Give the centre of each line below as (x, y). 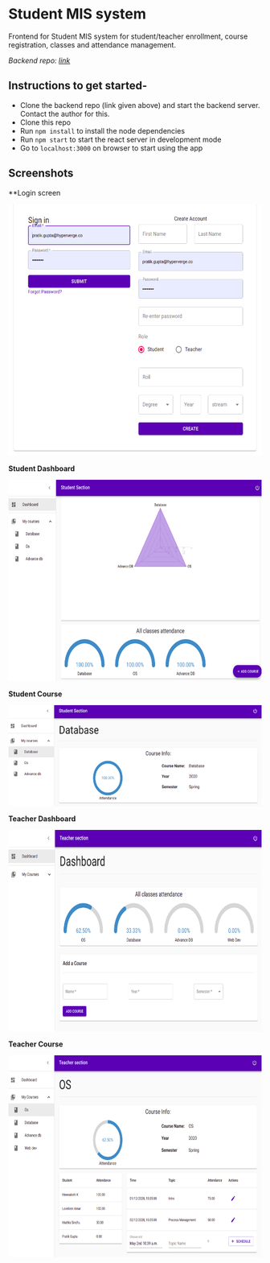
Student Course (35, 694)
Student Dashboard (41, 468)
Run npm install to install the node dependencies (102, 130)
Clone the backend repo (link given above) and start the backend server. (140, 105)
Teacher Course (36, 1044)
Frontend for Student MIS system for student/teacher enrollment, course (128, 36)
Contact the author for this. (65, 114)
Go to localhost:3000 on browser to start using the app (111, 148)
